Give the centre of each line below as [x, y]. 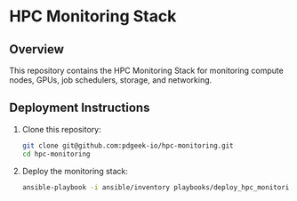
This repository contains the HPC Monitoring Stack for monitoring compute [147, 70]
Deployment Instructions [80, 108]
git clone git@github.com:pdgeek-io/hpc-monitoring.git [128, 145]
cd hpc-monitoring [56, 154]
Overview [37, 49]
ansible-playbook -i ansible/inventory [96, 187]
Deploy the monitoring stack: [75, 171]
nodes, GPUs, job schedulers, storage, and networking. [111, 80]
